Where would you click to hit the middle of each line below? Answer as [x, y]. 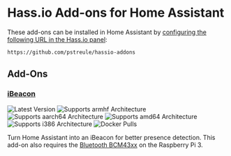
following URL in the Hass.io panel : [57, 39]
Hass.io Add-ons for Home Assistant [116, 13]
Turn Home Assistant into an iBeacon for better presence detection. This [111, 137]
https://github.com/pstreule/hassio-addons [72, 52]
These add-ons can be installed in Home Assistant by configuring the [107, 32]
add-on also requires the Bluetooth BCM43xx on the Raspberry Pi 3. [105, 145]
